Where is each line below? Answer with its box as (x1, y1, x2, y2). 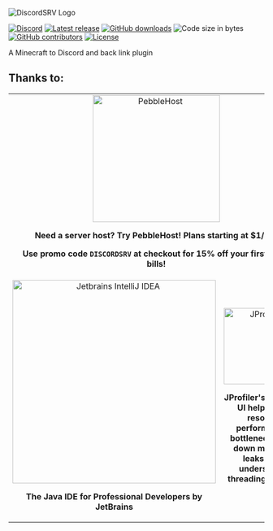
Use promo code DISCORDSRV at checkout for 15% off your (22, 248, 249, 259)
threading (227, 472, 266, 484)
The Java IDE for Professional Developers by (25, 490, 203, 502)
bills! (146, 258, 167, 269)
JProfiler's (223, 391, 266, 403)
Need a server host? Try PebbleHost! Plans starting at (34, 229, 249, 241)
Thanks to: (8, 72, 64, 85)
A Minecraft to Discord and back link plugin (8, 48, 154, 57)
